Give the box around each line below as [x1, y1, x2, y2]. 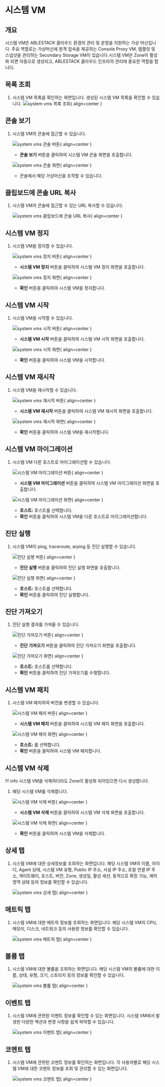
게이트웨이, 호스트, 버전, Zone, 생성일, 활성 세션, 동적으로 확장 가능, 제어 [19, 873, 158, 879]
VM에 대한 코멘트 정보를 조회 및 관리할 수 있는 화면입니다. [17, 1066, 128, 1071]
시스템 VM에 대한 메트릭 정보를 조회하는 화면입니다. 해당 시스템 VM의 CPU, [12, 919, 157, 925]
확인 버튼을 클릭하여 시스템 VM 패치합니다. [19, 748, 102, 754]
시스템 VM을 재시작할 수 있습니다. [12, 387, 77, 393]
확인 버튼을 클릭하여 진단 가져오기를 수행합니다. [19, 670, 111, 676]
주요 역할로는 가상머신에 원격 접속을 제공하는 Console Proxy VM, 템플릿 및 [11, 46, 156, 52]
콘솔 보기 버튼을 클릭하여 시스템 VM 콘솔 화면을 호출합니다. [19, 151, 133, 157]
